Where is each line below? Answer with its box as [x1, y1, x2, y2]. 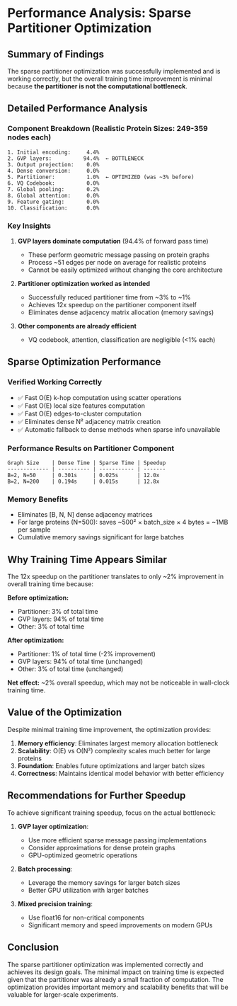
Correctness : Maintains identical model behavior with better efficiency [17, 769, 224, 777]
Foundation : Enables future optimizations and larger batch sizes [17, 761, 205, 770]
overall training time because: [7, 580, 94, 588]
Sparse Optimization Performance [7, 356, 161, 368]
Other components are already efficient [17, 321, 137, 330]
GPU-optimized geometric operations [28, 851, 138, 859]
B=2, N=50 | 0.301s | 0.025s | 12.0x [7, 471, 160, 479]
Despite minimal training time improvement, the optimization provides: [7, 725, 212, 733]
